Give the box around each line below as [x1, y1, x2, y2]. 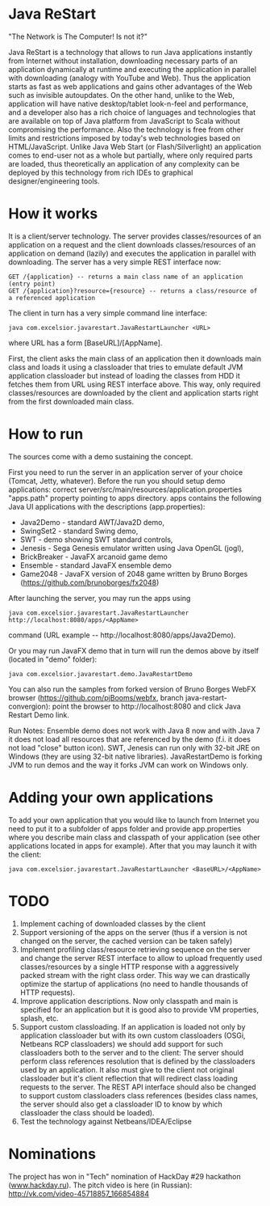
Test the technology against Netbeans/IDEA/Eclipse [19, 1116, 192, 1126]
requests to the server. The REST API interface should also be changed [19, 1081, 256, 1092]
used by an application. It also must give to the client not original [19, 1064, 235, 1074]
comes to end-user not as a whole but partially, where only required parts [8, 150, 253, 160]
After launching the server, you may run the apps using [8, 593, 191, 603]
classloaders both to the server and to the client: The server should [19, 1047, 244, 1057]
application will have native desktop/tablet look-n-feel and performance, [8, 99, 248, 108]
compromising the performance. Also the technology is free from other [8, 125, 244, 134]
